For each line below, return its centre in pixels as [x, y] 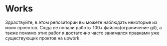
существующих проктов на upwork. [43, 38]
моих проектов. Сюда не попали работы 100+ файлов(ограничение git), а [83, 27]
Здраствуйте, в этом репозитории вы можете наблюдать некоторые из [81, 22]
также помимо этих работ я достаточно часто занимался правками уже [82, 33]
